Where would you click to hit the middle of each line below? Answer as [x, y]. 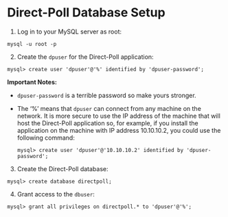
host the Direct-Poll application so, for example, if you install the [107, 123]
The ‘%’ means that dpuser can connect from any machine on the [109, 108]
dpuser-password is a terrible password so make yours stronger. [107, 95]
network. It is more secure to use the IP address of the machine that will [119, 116]
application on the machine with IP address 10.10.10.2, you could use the [119, 130]
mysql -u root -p [32, 44]
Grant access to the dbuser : [56, 194]
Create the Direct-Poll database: [62, 168]
